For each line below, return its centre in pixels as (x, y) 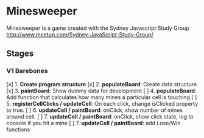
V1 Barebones (27, 71)
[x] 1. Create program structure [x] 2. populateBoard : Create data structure (102, 84)
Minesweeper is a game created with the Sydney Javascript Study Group (98, 28)
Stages (20, 54)
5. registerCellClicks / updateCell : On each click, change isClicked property (102, 103)
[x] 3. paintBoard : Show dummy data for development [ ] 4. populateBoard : (101, 91)
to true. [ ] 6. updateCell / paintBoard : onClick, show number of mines (94, 110)
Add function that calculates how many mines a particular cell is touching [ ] (102, 97)
